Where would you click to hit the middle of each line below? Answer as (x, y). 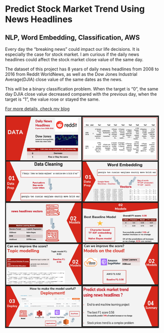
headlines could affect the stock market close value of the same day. (74, 59)
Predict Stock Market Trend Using (75, 9)
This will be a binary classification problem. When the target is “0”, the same (82, 89)
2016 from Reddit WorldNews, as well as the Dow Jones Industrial (71, 74)
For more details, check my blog (37, 109)
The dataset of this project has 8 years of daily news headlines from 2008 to (82, 69)
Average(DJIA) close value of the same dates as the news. (64, 79)
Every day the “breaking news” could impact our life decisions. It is (72, 49)
